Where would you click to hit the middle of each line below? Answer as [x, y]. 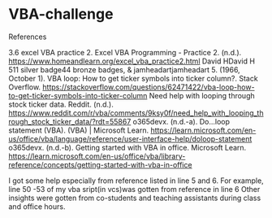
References [28, 37]
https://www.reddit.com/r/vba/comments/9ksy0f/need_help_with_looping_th [136, 113]
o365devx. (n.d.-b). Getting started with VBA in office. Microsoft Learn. [127, 147]
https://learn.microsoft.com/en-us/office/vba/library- [97, 156]
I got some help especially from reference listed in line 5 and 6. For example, [136, 181]
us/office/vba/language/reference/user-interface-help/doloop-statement [130, 138]
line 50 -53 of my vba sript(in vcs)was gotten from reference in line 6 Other [134, 189]
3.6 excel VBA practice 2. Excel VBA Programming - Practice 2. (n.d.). [125, 52]
